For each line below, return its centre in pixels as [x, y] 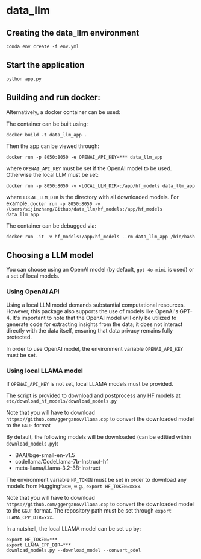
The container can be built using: [47, 124]
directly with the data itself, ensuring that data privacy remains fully [90, 330]
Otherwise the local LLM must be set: [53, 174]
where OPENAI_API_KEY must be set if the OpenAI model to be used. [89, 168]
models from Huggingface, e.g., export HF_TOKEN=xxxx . [74, 486]
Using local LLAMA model [45, 371]
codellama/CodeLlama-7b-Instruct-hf [61, 462]
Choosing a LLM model [50, 255]
